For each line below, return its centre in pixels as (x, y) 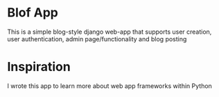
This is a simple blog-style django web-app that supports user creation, (109, 32)
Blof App (33, 13)
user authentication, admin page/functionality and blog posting (97, 39)
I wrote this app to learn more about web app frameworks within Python (110, 86)
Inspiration (39, 67)
